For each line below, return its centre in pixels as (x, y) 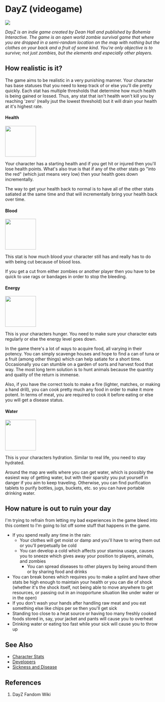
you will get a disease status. (34, 400)
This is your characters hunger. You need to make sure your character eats (81, 334)
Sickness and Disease (35, 667)
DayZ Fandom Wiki (31, 694)
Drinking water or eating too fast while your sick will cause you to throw (85, 624)
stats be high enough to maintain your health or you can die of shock (82, 582)
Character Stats (28, 657)
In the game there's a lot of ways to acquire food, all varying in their (74, 349)
